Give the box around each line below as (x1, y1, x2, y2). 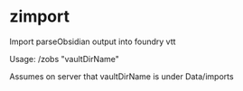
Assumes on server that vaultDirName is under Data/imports (9, 70, 234, 82)
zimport (9, 6, 70, 27)
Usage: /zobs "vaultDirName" (9, 53, 120, 64)
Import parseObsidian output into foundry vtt (9, 36, 176, 47)
